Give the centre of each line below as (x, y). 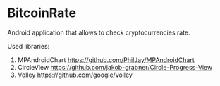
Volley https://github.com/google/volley (75, 75)
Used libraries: (29, 46)
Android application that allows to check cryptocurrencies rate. (99, 32)
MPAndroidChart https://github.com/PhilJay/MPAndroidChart (106, 60)
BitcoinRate (42, 13)
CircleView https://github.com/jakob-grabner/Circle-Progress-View (115, 67)
